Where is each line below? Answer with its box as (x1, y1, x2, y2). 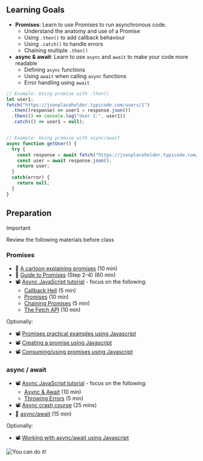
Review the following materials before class (6, 236, 115, 243)
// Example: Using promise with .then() (6, 90, 110, 96)
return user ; (17, 163, 50, 169)
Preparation (6, 208, 52, 219)
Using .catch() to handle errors (24, 40, 103, 47)
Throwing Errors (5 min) (24, 395, 84, 402)
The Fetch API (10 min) (24, 306, 81, 313)
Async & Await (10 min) (24, 388, 82, 396)
